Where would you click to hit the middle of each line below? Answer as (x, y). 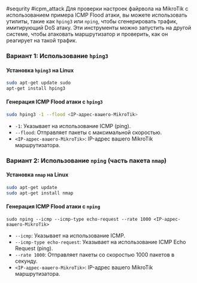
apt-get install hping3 (36, 89)
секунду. (26, 261)
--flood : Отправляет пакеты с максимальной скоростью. (88, 132)
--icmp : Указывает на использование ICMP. (70, 236)
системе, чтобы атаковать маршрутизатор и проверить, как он (87, 34)
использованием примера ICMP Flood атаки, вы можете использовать (97, 15)
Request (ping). (34, 248)
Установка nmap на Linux (37, 175)
